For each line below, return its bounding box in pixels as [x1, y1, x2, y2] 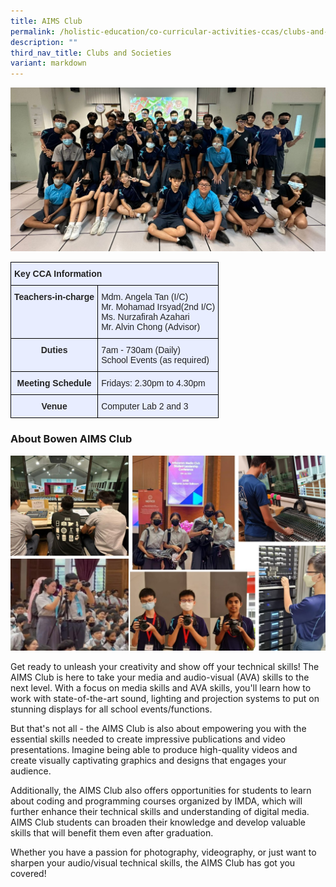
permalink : [10, 26, 56, 37]
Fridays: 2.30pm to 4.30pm [101, 378, 206, 389]
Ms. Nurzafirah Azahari [101, 311, 190, 323]
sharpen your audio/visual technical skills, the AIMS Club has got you [10, 857, 296, 869]
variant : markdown [10, 58, 87, 69]
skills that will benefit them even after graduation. [10, 827, 214, 839]
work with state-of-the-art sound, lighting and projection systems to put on [10, 693, 320, 705]
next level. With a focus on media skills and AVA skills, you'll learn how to [10, 682, 312, 694]
